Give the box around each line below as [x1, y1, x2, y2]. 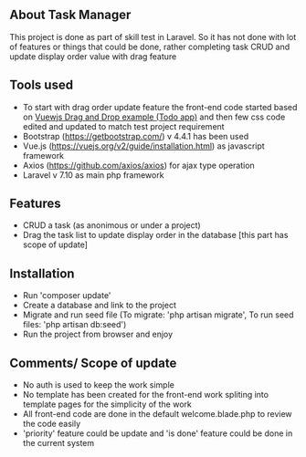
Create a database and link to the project [22, 300, 176, 311]
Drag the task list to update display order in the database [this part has [22, 230, 289, 241]
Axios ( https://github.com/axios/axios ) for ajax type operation [22, 160, 256, 171]
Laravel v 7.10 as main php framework [22, 169, 164, 181]
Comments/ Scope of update [9, 355, 177, 370]
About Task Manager [9, 7, 132, 23]
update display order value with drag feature [9, 50, 177, 62]
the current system [22, 438, 95, 449]
